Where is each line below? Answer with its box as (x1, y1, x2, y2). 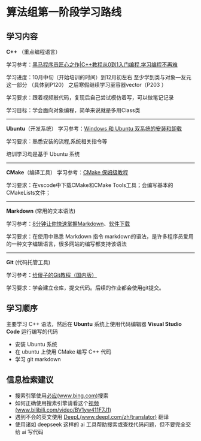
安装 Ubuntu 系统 (14, 340, 58, 348)
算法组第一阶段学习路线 (6, 5, 122, 19)
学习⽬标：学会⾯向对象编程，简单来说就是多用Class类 (6, 107, 141, 114)
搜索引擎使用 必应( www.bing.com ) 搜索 (14, 392, 109, 399)
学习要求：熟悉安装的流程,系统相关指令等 (6, 138, 108, 144)
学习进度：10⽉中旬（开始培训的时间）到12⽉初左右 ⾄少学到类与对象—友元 (6, 74, 191, 81)
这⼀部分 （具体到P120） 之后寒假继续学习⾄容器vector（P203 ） (6, 81, 167, 88)
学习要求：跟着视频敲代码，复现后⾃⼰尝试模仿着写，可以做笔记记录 (6, 94, 174, 101)
